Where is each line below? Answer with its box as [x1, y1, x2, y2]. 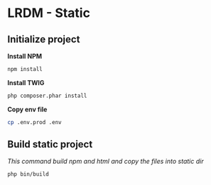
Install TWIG [7, 78, 45, 86]
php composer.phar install [7, 92, 87, 99]
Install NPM [7, 52, 43, 60]
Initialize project [7, 33, 80, 45]
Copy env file [7, 105, 48, 113]
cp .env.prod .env [7, 118, 62, 125]
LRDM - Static [7, 5, 91, 21]
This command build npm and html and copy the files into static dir [7, 157, 204, 166]
